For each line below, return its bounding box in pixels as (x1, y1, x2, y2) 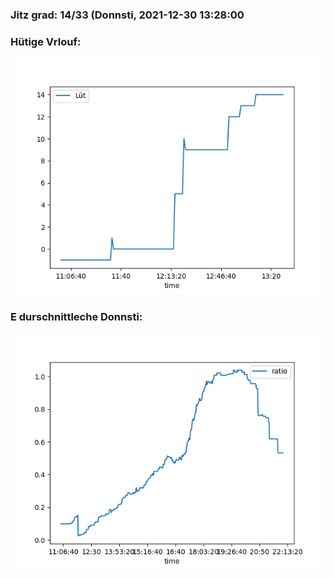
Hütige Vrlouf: (10, 34, 82, 48)
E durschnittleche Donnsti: (10, 310, 143, 324)
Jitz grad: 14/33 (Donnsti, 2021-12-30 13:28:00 (10, 8, 245, 22)
